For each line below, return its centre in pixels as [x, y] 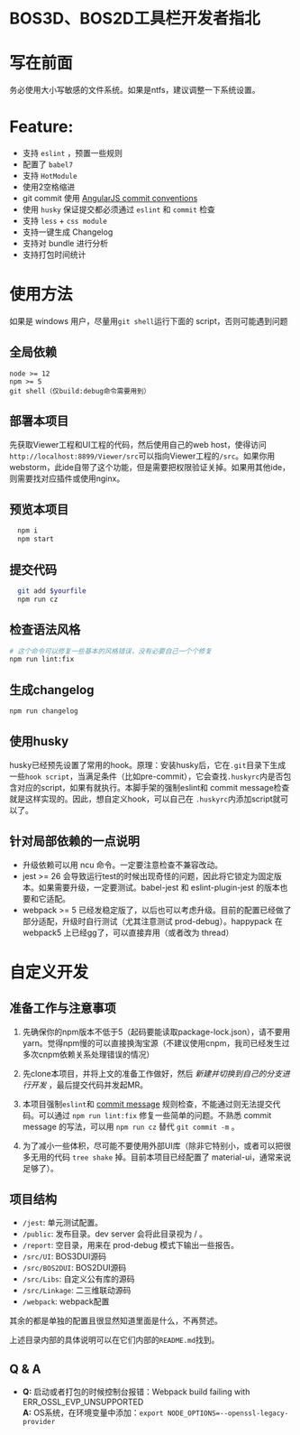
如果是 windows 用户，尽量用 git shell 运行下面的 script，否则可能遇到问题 [149, 321]
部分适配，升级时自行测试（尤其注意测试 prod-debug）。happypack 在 [152, 921]
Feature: [41, 127]
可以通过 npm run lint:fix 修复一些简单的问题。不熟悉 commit [155, 1115]
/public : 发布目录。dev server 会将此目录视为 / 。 [115, 1234]
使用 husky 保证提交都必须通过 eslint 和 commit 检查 [119, 209]
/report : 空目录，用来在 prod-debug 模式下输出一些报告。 [130, 1245]
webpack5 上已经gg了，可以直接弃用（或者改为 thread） [128, 932]
